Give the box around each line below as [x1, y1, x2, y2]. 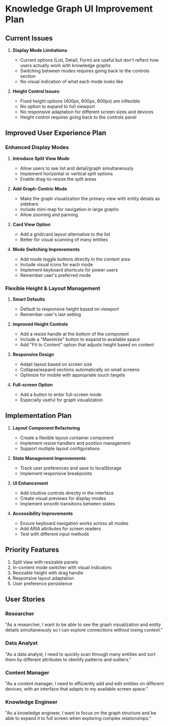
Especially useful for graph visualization [20, 397, 103, 403]
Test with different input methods [20, 531, 89, 537]
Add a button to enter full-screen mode [20, 391, 102, 397]
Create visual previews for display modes [20, 495, 106, 501]
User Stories [5, 595, 45, 603]
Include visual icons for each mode [20, 261, 93, 268]
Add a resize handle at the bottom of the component [20, 331, 129, 337]
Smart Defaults [12, 296, 45, 302]
